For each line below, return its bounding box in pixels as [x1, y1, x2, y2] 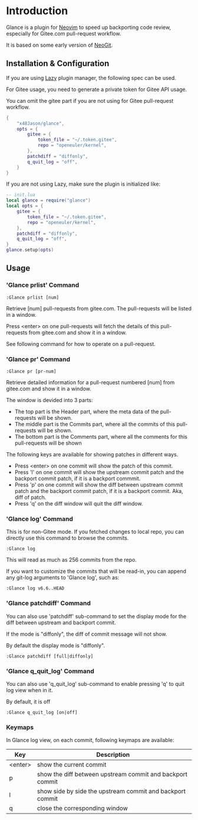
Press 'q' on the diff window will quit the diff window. [14, 500, 143, 507]
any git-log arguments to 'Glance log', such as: [6, 574, 120, 581]
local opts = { [6, 203, 44, 209]
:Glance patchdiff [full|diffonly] [6, 653, 94, 659]
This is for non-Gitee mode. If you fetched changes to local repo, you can [6, 528, 184, 536]
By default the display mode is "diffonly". [6, 641, 105, 649]
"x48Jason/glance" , [16, 120, 65, 127]
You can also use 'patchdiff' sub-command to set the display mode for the [6, 612, 187, 620]
